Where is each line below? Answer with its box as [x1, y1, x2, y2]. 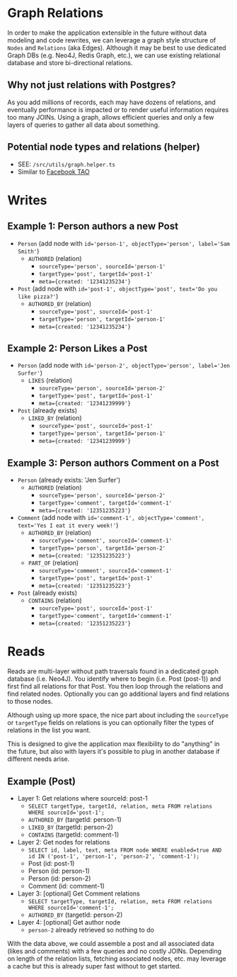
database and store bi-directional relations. [7, 58, 133, 67]
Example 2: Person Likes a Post [7, 342, 148, 354]
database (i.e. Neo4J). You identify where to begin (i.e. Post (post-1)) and [7, 674, 221, 683]
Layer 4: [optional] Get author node [17, 917, 121, 926]
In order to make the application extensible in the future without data [7, 28, 207, 37]
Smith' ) [17, 247, 40, 255]
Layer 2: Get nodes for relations [17, 837, 110, 846]
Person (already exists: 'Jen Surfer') [17, 476, 121, 485]
